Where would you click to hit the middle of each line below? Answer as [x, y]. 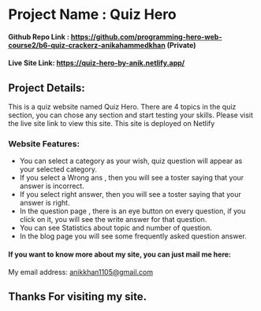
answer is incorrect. [52, 186]
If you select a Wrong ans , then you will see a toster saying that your [132, 178]
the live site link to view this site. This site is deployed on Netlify [112, 124]
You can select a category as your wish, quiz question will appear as [131, 161]
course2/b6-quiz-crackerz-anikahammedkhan [87, 45]
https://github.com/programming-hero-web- [146, 36]
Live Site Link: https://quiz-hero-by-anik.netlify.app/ [97, 63]
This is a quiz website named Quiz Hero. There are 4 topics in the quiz [122, 107]
